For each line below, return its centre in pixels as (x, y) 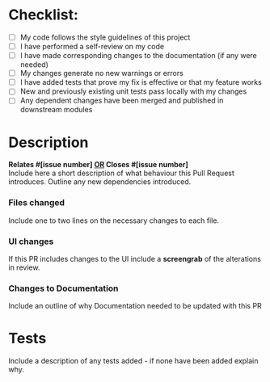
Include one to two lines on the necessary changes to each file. (114, 220)
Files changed (37, 203)
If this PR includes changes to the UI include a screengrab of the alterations (135, 258)
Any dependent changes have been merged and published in (122, 101)
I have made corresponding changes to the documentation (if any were (138, 56)
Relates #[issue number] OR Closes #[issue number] (98, 165)
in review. (24, 267)
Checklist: (44, 15)
